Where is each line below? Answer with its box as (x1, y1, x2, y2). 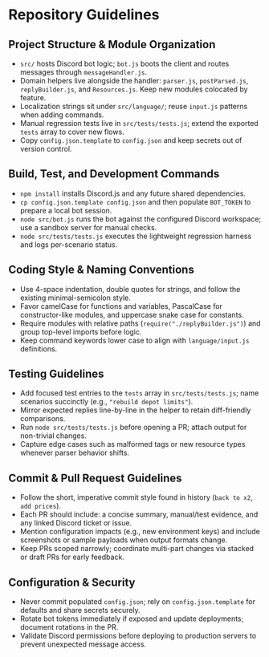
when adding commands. (19, 110, 104, 120)
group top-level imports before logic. (19, 326, 142, 336)
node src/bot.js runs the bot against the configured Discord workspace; (19, 214, 262, 224)
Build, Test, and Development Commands (8, 167, 220, 181)
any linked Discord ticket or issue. (19, 518, 132, 528)
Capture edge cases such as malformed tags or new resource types (19, 440, 246, 449)
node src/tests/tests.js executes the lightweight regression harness (19, 231, 252, 241)
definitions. (19, 343, 58, 354)
